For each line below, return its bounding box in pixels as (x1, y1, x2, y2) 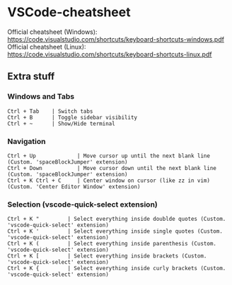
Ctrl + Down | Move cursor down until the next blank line (7, 164, 217, 171)
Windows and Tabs (7, 92, 75, 102)
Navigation (7, 136, 46, 146)
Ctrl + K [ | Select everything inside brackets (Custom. (7, 253, 207, 260)
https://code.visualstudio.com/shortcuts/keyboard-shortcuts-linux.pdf (7, 50, 212, 59)
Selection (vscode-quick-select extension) (7, 199, 158, 209)
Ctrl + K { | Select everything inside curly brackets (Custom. (7, 265, 226, 272)
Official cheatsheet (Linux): (7, 42, 86, 51)
